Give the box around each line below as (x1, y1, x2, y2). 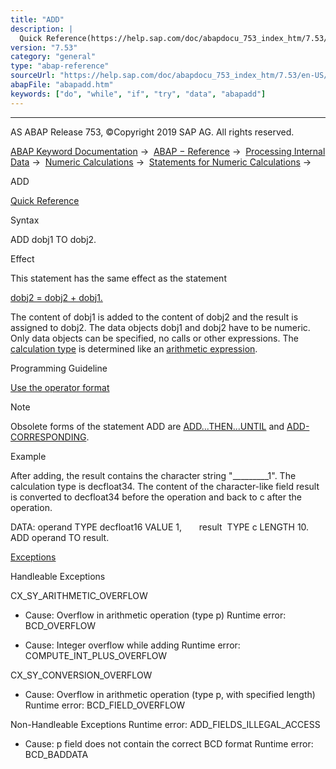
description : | (10, 24, 74, 34)
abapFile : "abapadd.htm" (10, 80, 114, 90)
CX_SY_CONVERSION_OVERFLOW (10, 669, 153, 681)
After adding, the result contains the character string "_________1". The (10, 469, 297, 481)
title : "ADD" (10, 14, 65, 25)
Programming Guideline (10, 362, 108, 374)
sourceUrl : (10, 71, 56, 81)
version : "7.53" (10, 42, 78, 53)
